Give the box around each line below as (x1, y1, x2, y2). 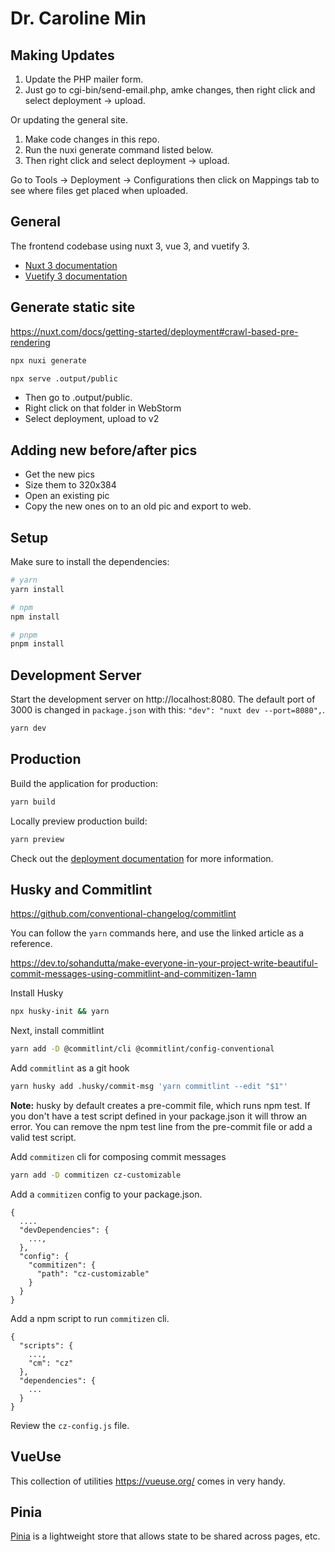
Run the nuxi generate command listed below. (24, 144, 214, 156)
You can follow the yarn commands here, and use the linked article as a (10, 927, 305, 939)
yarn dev (10, 723, 47, 734)
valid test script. (10, 1131, 77, 1143)
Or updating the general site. (10, 114, 128, 126)
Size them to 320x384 (24, 479, 117, 491)
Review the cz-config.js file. (10, 1419, 130, 1431)
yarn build (10, 797, 56, 807)
